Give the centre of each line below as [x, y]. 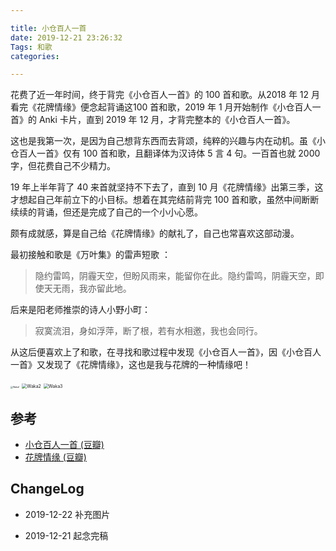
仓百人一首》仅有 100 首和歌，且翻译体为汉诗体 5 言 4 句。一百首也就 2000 [165, 153]
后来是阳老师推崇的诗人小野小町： [80, 310]
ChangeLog [47, 489]
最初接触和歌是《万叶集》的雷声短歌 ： [90, 255]
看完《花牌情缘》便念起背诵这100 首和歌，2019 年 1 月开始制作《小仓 [152, 107]
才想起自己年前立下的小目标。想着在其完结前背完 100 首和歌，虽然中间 [156, 200]
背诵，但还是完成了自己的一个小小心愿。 [119, 212]
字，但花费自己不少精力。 [63, 166]
